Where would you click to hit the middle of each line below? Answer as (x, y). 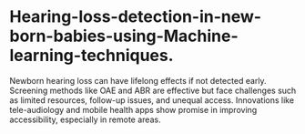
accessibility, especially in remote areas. (85, 119)
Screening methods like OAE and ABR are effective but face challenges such (153, 90)
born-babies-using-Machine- (124, 36)
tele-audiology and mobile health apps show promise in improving (133, 109)
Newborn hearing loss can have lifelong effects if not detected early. (138, 80)
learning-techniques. (92, 56)
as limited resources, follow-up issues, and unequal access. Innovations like (152, 100)
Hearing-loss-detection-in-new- (136, 17)
